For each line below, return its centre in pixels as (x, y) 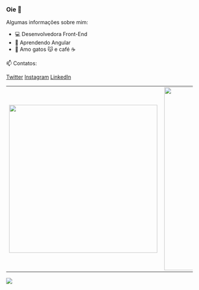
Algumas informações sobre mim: (47, 22)
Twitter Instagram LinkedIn (38, 77)
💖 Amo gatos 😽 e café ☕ (45, 49)
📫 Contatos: (22, 63)
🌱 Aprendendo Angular (43, 43)
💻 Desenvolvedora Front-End (51, 34)
